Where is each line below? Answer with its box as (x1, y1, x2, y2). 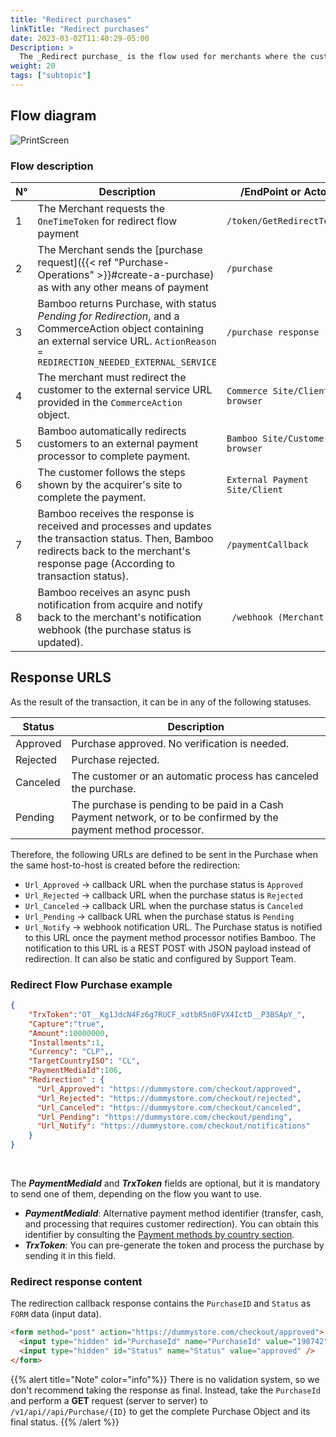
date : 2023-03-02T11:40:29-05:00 (10, 33, 150, 43)
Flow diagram (10, 107, 97, 125)
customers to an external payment (37, 436, 199, 450)
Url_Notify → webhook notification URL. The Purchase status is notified (24, 921, 323, 933)
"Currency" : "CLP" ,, (28, 1047, 114, 1057)
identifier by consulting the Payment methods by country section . (24, 1229, 295, 1241)
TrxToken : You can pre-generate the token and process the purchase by (24, 1239, 325, 1251)
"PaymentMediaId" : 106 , (28, 1066, 123, 1076)
